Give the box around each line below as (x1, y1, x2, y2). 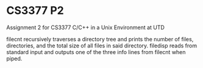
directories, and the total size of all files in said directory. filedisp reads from (6, 42, 197, 49)
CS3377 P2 (6, 4, 64, 18)
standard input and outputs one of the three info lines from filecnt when (6, 48, 186, 55)
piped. (6, 55, 23, 62)
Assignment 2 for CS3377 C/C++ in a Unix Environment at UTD (6, 24, 165, 31)
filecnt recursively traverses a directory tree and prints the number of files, (6, 35, 194, 42)
